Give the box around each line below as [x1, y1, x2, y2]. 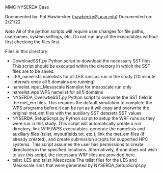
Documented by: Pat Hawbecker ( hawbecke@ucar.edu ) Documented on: [5, 14, 153, 19]
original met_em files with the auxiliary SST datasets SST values [12, 110, 142, 116]
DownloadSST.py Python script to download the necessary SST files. [12, 58, 152, 63]
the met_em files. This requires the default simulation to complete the [12, 100, 153, 105]
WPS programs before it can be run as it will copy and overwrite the [12, 105, 150, 111]
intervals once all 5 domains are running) [12, 79, 95, 85]
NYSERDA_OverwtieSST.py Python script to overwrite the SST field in [12, 94, 153, 100]
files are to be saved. [12, 68, 55, 74]
